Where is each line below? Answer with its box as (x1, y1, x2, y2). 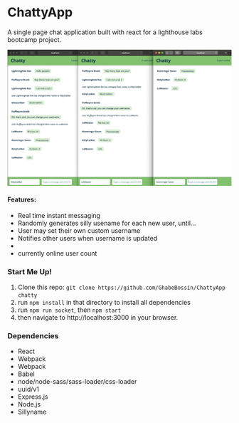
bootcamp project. (7, 35, 62, 43)
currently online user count (17, 249, 97, 257)
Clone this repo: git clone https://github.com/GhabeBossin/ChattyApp (17, 283, 225, 292)
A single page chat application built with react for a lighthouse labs (7, 28, 203, 36)
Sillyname (17, 407, 47, 417)
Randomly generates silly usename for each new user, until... (17, 219, 196, 227)
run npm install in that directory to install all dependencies (17, 298, 191, 307)
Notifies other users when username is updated (17, 234, 158, 242)
